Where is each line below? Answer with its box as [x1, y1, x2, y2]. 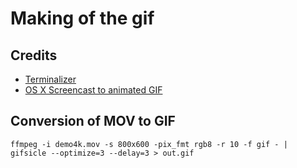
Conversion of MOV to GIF [10, 113, 176, 130]
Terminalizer [24, 73, 77, 85]
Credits [10, 47, 58, 64]
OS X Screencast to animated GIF [24, 84, 163, 96]
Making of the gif [10, 7, 155, 30]
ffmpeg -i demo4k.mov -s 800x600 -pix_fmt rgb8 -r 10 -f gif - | [10, 139, 288, 149]
